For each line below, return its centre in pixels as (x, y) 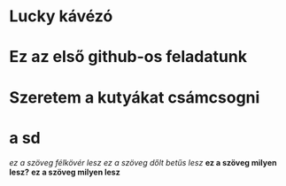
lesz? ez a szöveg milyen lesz (65, 172)
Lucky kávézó (61, 16)
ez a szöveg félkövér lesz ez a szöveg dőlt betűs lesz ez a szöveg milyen (143, 162)
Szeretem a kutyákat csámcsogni (135, 97)
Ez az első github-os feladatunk (128, 57)
